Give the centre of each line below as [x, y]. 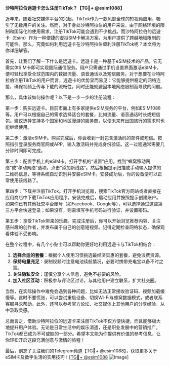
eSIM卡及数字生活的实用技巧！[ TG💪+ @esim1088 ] [67, 357]
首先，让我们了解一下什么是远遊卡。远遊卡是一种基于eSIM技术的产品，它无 [84, 61]
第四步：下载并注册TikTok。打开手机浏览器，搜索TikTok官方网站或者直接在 [83, 191]
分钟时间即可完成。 [25, 151]
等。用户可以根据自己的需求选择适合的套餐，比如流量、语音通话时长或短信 [83, 114]
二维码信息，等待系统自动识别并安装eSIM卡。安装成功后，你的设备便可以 [81, 174]
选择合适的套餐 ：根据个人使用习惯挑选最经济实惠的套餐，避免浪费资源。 [88, 255]
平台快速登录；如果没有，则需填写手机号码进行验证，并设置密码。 [83, 210]
